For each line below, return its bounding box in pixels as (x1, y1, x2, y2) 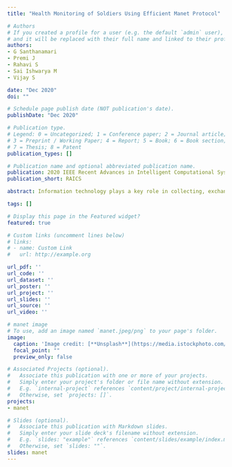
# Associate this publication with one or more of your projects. (7, 372, 209, 379)
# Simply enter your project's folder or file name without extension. (7, 378, 224, 386)
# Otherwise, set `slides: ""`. (7, 443, 107, 450)
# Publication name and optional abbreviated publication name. (7, 163, 196, 170)
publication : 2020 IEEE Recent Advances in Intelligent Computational (7, 169, 215, 176)
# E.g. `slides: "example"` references (7, 437, 128, 443)
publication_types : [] (7, 150, 72, 157)
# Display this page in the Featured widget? (7, 212, 140, 220)
